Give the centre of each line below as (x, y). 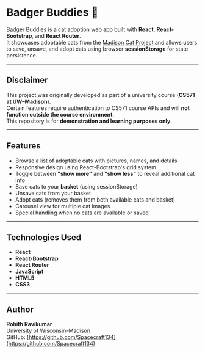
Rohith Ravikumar (29, 324)
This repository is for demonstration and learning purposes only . (89, 121)
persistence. (22, 55)
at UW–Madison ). (29, 101)
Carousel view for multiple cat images (63, 206)
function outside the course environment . (60, 114)
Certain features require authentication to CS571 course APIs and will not (98, 108)
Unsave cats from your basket (53, 193)
